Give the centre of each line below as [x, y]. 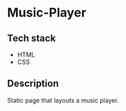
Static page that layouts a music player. [63, 100]
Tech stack [31, 38]
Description [33, 84]
